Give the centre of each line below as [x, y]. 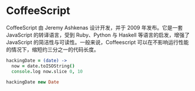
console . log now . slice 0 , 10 [47, 71]
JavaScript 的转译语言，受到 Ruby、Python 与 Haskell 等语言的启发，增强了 [98, 35]
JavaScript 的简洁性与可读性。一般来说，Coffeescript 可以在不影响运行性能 [97, 42]
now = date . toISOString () [43, 66]
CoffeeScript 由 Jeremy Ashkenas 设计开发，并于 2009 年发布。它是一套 [95, 27]
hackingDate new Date [33, 82]
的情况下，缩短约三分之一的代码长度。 [52, 49]
